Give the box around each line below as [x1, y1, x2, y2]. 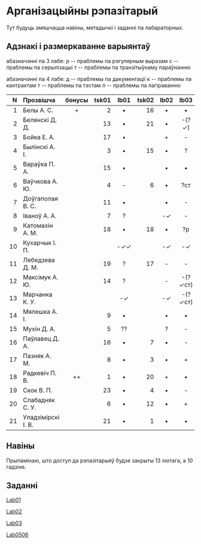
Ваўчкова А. [23, 177, 58, 185]
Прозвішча [23, 96, 56, 104]
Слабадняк [23, 395, 55, 404]
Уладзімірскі [23, 413, 60, 421]
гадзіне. [6, 463, 27, 470]
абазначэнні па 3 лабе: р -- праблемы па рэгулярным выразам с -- [6, 57, 179, 64]
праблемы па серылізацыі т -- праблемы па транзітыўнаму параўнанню [6, 64, 191, 71]
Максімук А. [23, 273, 59, 281]
